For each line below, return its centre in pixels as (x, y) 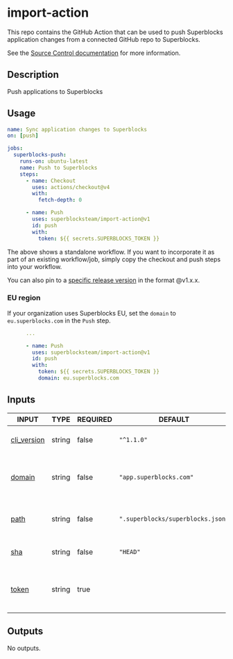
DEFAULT (174, 419)
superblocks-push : (40, 155)
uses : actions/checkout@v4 (71, 187)
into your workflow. (35, 266)
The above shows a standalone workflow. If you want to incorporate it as (111, 252)
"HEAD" (130, 552)
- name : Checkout (51, 181)
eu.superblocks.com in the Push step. (59, 320)
